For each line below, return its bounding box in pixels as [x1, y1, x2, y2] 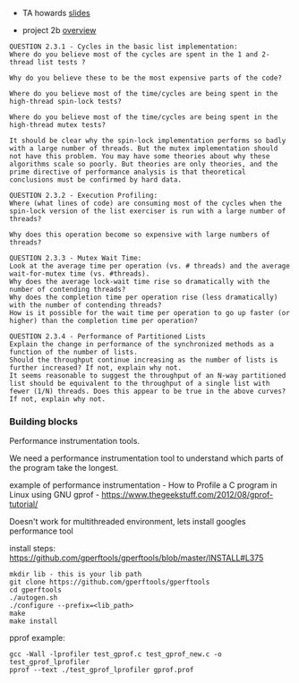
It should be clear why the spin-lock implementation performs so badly [9, 136, 286, 145]
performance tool [9, 525, 73, 536]
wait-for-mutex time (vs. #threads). [9, 269, 150, 278]
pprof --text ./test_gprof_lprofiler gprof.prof [9, 666, 194, 675]
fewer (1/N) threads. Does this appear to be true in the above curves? [9, 387, 286, 396]
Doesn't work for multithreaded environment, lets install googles [9, 517, 246, 527]
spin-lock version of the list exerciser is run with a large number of [9, 207, 286, 216]
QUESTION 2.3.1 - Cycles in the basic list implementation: [9, 42, 239, 51]
